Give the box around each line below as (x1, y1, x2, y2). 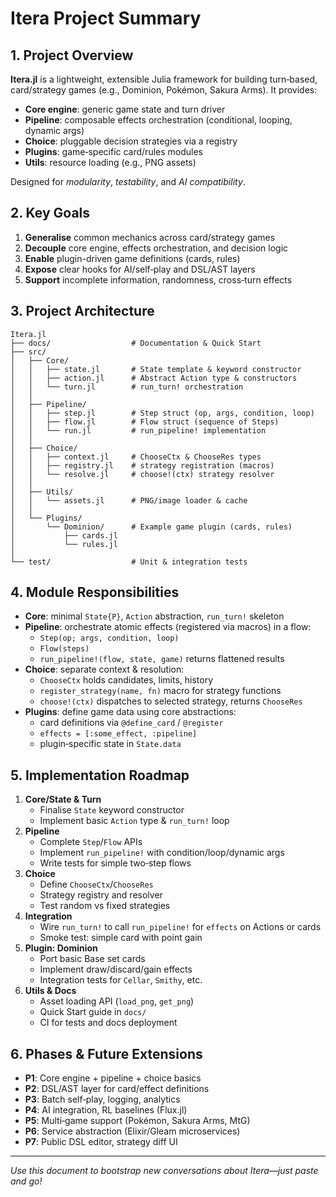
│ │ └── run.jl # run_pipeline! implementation (10, 425, 267, 436)
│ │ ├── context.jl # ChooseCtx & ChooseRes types (10, 452, 262, 462)
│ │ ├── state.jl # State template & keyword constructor (10, 364, 302, 374)
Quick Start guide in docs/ (39, 1006, 147, 1018)
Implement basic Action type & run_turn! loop (39, 815, 230, 827)
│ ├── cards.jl (10, 530, 118, 541)
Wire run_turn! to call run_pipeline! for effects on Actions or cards (39, 921, 322, 933)
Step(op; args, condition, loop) (39, 633, 180, 644)
